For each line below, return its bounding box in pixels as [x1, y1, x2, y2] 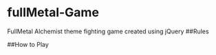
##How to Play [7, 40, 50, 48]
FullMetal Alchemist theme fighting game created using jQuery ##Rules [7, 27, 209, 35]
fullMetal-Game [7, 5, 100, 20]
